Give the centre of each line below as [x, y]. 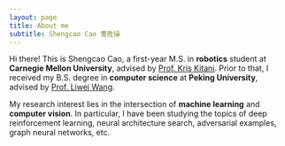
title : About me [39, 26]
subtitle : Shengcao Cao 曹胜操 [65, 34]
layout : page [33, 17]
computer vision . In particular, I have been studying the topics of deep [138, 114]
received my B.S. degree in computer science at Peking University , [134, 78]
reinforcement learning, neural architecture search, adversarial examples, [143, 123]
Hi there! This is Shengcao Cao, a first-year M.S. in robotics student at [138, 59]
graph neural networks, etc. [60, 133]
